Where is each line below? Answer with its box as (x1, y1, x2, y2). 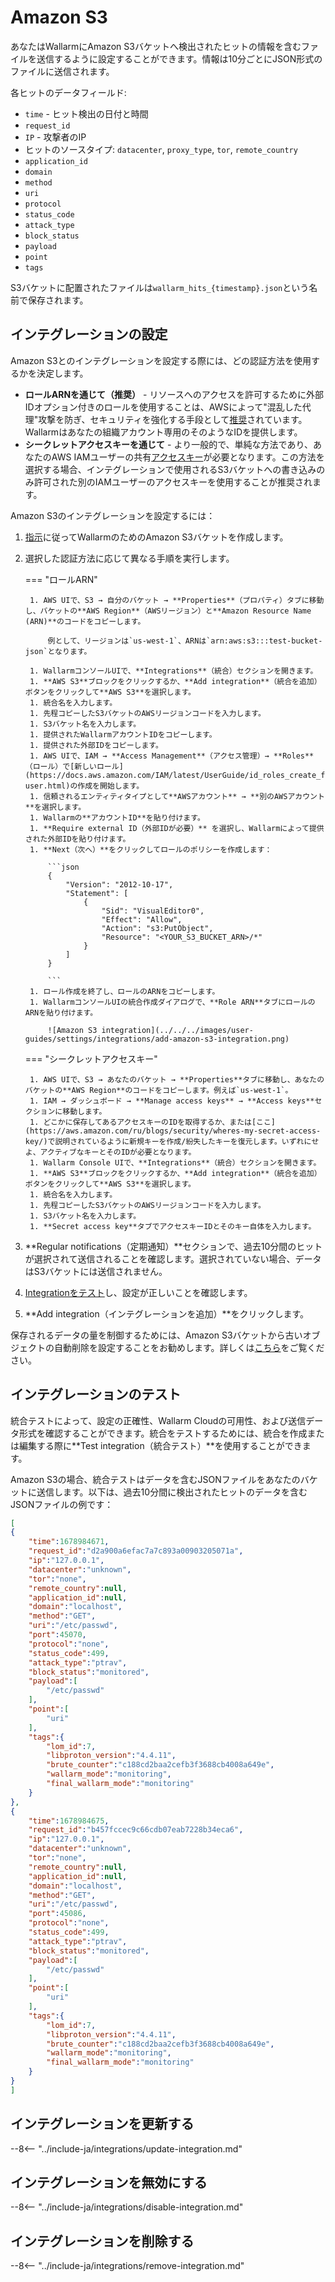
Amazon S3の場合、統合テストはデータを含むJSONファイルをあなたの (10, 1473, 301, 1485)
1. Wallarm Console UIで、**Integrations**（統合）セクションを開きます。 (29, 1157, 322, 1168)
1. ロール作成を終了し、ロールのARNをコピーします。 (29, 986, 220, 996)
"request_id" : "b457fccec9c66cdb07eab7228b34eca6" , (28, 1825, 244, 1835)
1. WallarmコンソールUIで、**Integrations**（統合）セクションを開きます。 (29, 666, 318, 676)
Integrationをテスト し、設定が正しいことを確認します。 (24, 1286, 253, 1298)
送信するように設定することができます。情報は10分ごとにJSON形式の (36, 52, 323, 65)
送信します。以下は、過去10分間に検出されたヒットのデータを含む (36, 1486, 308, 1498)
